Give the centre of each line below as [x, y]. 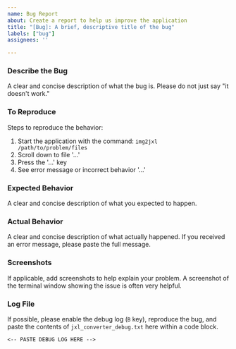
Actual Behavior [35, 221]
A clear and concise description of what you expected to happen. [102, 203]
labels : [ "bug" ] [31, 33]
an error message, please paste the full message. [79, 245]
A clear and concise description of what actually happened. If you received [116, 237]
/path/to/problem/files [52, 148]
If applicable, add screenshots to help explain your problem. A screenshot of [118, 278]
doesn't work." [29, 94]
